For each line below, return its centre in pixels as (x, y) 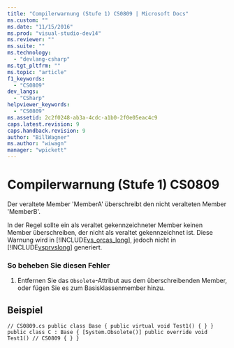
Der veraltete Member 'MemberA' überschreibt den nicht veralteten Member (117, 204)
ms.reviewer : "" (31, 40)
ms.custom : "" (28, 20)
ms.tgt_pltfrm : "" (34, 66)
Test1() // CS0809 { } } (43, 339)
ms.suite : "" (26, 46)
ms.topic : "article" (37, 72)
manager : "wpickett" (37, 150)
